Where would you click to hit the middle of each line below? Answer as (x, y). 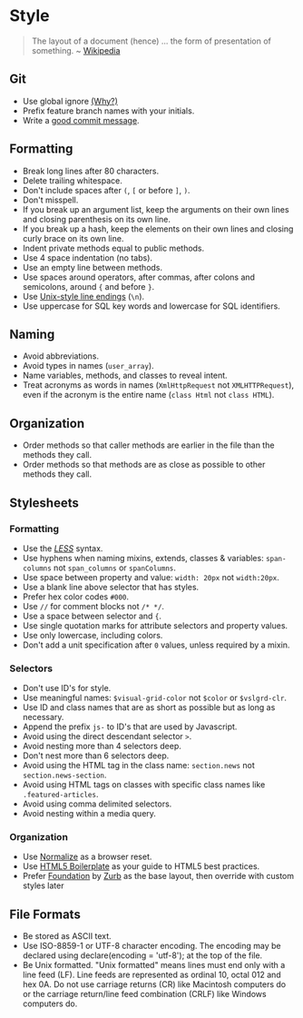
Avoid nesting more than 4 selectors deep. (102, 746)
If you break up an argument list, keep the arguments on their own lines (156, 209)
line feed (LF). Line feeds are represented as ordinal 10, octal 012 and (151, 975)
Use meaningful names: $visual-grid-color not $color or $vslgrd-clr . (155, 698)
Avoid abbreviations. (61, 356)
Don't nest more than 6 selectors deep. (96, 756)
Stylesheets (44, 503)
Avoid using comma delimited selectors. (97, 804)
